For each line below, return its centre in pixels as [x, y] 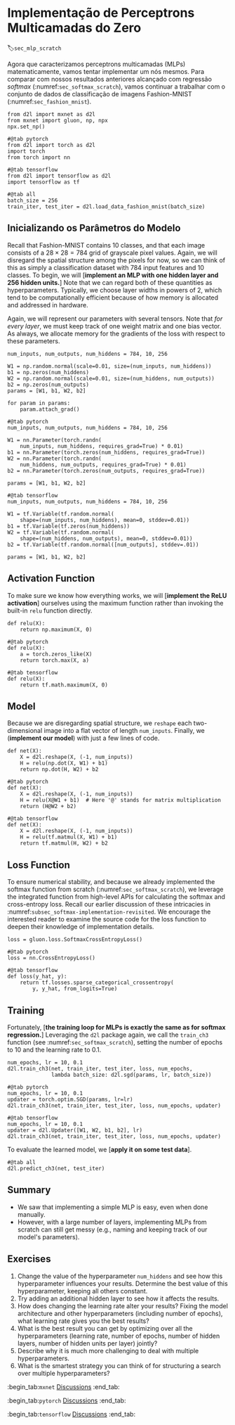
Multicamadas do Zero [74, 28]
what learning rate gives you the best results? [83, 1321]
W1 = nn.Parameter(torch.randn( [54, 440]
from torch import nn [39, 157]
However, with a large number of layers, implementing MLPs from [112, 1222]
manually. [31, 1214]
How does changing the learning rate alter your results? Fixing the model [122, 1305]
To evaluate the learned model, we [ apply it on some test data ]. [100, 1149]
